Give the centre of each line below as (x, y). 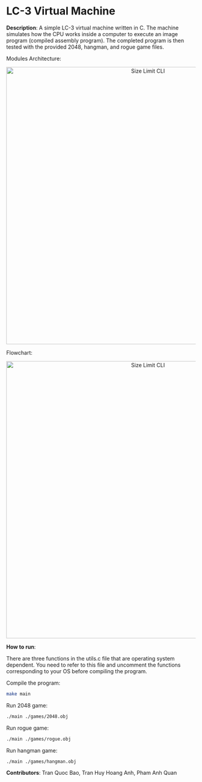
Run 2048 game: (27, 705)
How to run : (21, 647)
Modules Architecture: (34, 58)
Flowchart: (20, 352)
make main (19, 694)
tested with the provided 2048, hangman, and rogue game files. (85, 47)
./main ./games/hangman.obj (41, 762)
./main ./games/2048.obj (37, 716)
